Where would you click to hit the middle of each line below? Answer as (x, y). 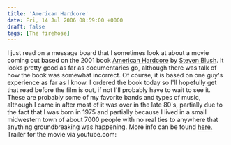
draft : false (26, 26)
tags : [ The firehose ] (39, 33)
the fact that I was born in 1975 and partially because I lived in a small (107, 112)
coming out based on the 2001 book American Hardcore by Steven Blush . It (115, 61)
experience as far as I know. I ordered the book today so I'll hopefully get (112, 83)
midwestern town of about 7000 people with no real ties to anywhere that (113, 120)
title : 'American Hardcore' (48, 14)
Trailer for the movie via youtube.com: (62, 135)
